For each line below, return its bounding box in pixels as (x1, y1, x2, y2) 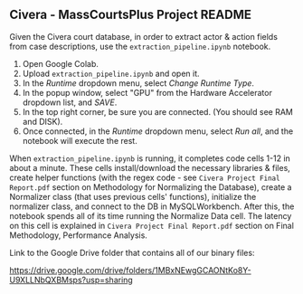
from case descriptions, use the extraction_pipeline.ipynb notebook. (9, 41, 271, 52)
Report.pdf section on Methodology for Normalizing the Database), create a (9, 181, 292, 193)
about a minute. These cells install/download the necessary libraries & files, (9, 162, 291, 173)
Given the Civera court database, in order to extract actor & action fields (9, 31, 279, 42)
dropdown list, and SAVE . (22, 97, 118, 108)
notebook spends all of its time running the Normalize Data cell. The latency (9, 210, 292, 221)
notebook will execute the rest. (22, 135, 137, 146)
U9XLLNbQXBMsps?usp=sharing (9, 274, 133, 285)
